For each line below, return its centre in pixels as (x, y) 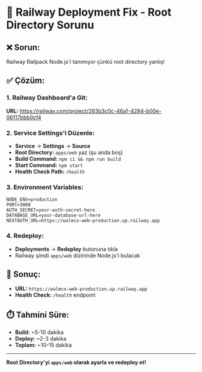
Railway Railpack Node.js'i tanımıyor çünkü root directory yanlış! (86, 62)
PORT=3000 (19, 205)
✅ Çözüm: (26, 81)
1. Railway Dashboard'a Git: (47, 98)
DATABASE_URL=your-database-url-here (54, 215)
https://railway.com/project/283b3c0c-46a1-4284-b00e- (90, 111)
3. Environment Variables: (45, 187)
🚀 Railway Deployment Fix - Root (89, 12)
